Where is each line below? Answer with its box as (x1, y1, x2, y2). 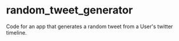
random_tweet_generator (6, 4, 133, 17)
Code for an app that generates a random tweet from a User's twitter (6, 23, 173, 30)
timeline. (6, 29, 27, 36)
